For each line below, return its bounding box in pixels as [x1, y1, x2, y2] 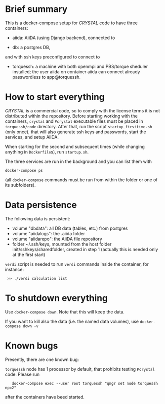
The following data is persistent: [5, 215, 71, 221]
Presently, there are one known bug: [5, 356, 79, 362]
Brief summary [5, 3, 68, 15]
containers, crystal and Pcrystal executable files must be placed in [5, 118, 143, 124]
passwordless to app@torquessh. [12, 74, 81, 80]
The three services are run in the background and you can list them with [5, 158, 152, 164]
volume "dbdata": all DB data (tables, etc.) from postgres [12, 225, 128, 231]
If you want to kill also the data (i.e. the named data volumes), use [5, 318, 139, 324]
